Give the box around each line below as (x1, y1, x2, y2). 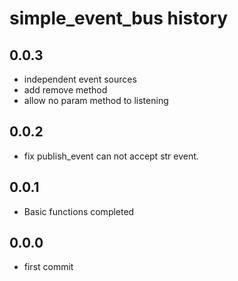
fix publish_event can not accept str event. (23, 150, 199, 162)
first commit (23, 261, 74, 273)
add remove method (23, 84, 108, 96)
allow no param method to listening (23, 95, 169, 106)
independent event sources (23, 73, 137, 85)
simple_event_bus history (9, 7, 229, 30)
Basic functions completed (23, 205, 135, 217)
